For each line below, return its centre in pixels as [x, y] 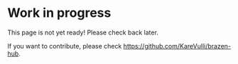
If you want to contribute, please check [65, 46]
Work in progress [59, 13]
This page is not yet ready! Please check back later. [83, 32]
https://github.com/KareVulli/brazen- [177, 46]
